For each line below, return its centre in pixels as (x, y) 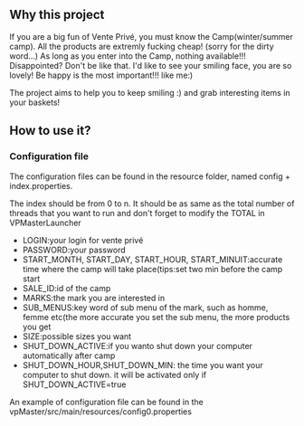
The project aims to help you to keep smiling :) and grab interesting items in (150, 92)
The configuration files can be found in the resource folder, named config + (150, 176)
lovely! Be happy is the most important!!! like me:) (101, 75)
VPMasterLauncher (45, 222)
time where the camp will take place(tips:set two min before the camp (152, 269)
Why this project (57, 15)
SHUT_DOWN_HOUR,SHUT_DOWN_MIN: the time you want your (143, 364)
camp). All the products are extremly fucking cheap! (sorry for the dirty (142, 46)
